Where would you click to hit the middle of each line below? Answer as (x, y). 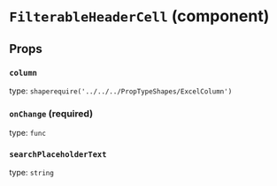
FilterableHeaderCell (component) (139, 16)
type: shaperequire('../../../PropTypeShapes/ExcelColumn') (121, 91)
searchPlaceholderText (58, 155)
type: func (28, 133)
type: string (32, 173)
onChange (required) (51, 114)
